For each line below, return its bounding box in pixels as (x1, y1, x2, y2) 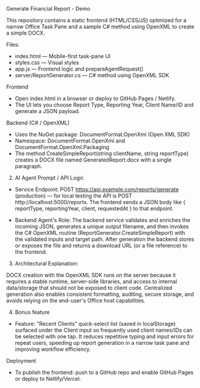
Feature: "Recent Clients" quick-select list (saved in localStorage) (14, 320, 176, 327)
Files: (6, 41, 20, 48)
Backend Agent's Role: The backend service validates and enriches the (14, 217, 190, 223)
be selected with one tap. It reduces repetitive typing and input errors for (14, 333, 195, 340)
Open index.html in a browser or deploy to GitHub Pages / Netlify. (14, 95, 176, 102)
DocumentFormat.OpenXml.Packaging (14, 144, 109, 150)
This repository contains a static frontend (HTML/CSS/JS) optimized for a (6, 17, 187, 23)
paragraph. (14, 163, 43, 169)
